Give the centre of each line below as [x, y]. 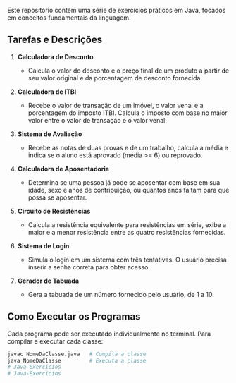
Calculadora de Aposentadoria [63, 169]
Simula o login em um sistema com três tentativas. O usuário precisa [127, 260]
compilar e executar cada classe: [55, 341]
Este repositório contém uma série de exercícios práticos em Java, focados [117, 10]
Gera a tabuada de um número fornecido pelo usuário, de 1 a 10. [121, 294]
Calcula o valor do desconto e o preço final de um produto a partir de [129, 71]
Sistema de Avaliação [50, 134]
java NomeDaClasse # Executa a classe [77, 360]
